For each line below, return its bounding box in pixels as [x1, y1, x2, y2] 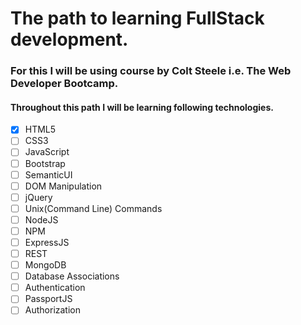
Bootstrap [24, 157, 66, 169]
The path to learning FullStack [10, 7, 265, 30]
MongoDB [24, 259, 67, 271]
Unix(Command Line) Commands [24, 202, 163, 214]
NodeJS [24, 213, 59, 226]
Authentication [24, 282, 86, 294]
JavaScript [24, 146, 70, 158]
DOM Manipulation [24, 180, 103, 192]
